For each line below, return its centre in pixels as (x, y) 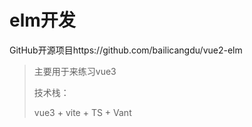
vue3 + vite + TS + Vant (82, 112)
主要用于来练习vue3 (75, 71)
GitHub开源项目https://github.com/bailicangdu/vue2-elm (126, 50)
